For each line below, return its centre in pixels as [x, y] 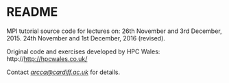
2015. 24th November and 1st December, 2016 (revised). [86, 38]
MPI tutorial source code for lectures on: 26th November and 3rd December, [114, 31]
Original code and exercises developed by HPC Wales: [83, 51]
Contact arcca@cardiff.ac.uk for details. [63, 72]
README [32, 12]
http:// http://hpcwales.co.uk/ [47, 58]
